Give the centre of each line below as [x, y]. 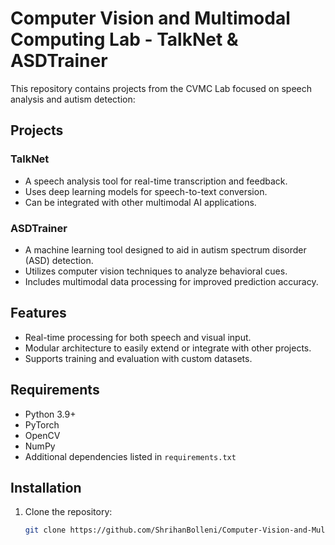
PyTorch [42, 424]
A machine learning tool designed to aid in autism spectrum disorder [165, 249]
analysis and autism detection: [73, 99]
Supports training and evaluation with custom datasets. [138, 358]
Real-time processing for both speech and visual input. [138, 337]
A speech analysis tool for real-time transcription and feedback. [156, 181]
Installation [46, 487]
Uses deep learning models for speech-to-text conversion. [146, 191]
